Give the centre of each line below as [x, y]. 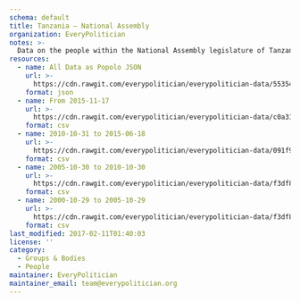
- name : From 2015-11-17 [63, 101]
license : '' [31, 242]
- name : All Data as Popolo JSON [79, 68]
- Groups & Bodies [52, 259]
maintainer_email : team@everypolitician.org [93, 283]
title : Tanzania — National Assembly [79, 26]
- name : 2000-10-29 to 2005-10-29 [81, 201]
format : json [50, 92]
